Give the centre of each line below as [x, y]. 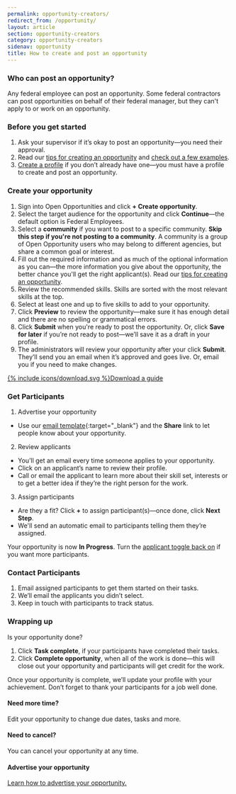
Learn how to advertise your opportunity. [67, 783]
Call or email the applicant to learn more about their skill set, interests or [123, 476]
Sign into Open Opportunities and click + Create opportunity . [107, 206]
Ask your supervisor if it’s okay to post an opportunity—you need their [120, 142]
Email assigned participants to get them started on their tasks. [108, 588]
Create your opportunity [50, 191]
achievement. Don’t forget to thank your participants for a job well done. [112, 687]
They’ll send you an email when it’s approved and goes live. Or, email [118, 357]
